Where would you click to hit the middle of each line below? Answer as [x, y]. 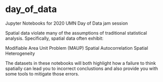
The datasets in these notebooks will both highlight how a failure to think [81, 63]
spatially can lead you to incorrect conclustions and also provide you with [82, 68]
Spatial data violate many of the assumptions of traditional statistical [76, 33]
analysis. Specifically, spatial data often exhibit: [54, 38]
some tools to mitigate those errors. [42, 73]
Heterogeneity [20, 53]
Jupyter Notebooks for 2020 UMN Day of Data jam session [67, 23]
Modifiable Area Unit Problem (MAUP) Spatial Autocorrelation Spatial [77, 48]
